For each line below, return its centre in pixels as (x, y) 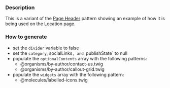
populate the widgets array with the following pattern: (68, 74)
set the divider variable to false (46, 48)
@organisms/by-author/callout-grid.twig (62, 69)
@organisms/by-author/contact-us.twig (61, 64)
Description (20, 8)
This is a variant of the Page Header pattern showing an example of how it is (85, 19)
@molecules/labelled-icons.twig (54, 80)
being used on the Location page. (41, 24)
